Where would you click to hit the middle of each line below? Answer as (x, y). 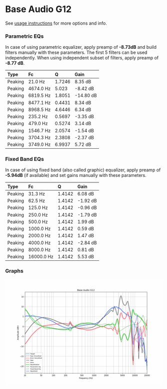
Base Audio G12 (38, 9)
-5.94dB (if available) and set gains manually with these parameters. (76, 175)
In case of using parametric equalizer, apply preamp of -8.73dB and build (81, 47)
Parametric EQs (24, 36)
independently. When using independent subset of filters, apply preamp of (82, 58)
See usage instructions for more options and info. (56, 23)
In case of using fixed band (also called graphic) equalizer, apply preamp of (83, 170)
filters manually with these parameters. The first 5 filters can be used (76, 53)
